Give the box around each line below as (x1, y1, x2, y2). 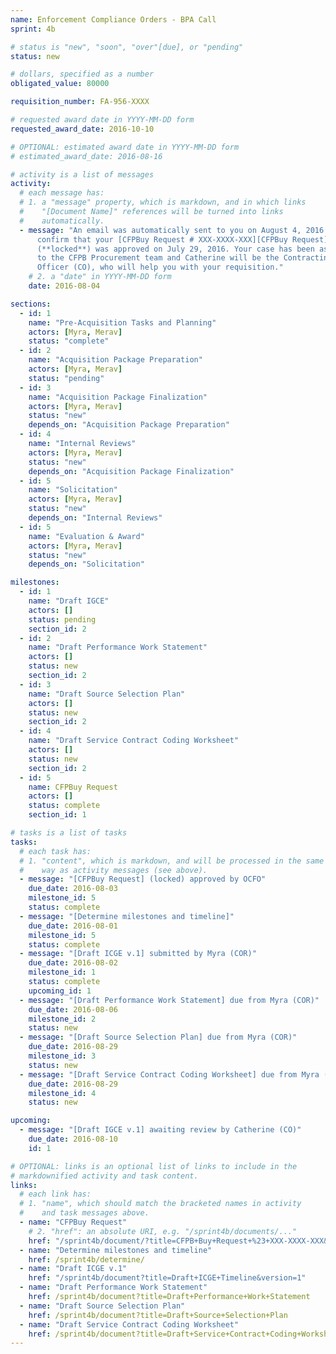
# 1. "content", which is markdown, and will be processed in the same (19, 856, 325, 866)
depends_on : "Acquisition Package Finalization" (28, 466, 235, 476)
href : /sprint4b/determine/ (28, 1254, 145, 1265)
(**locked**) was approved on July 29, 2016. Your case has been (36, 244, 315, 254)
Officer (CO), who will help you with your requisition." (36, 262, 284, 273)
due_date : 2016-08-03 (28, 884, 118, 894)
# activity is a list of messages (10, 169, 155, 180)
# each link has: (19, 1189, 92, 1200)
